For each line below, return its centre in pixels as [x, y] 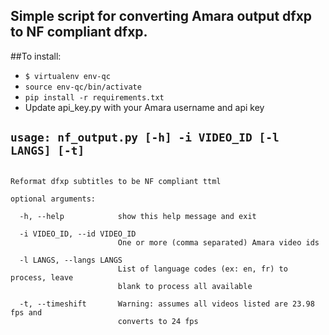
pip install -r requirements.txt [94, 97]
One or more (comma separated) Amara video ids [218, 242]
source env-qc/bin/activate [83, 87]
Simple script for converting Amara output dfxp [161, 16]
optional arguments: [53, 199]
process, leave [42, 277]
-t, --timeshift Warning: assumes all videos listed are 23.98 [167, 304]
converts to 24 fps [158, 321]
